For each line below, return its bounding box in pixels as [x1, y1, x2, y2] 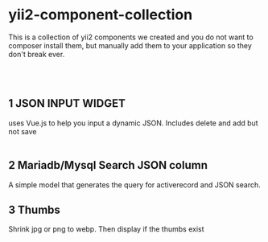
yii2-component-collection [8, 6, 193, 24]
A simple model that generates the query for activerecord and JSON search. [8, 179, 261, 190]
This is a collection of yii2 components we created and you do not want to [8, 32, 254, 42]
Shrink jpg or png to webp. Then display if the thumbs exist [8, 224, 204, 234]
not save [8, 126, 37, 136]
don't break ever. [8, 49, 65, 59]
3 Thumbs [8, 203, 60, 216]
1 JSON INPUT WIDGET [8, 96, 126, 110]
